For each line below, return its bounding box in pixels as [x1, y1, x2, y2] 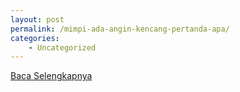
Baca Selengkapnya [10, 70, 93, 82]
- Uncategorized [28, 42, 97, 53]
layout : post [10, 14, 65, 25]
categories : [10, 33, 60, 43]
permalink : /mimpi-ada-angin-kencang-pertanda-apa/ [10, 24, 230, 34]
